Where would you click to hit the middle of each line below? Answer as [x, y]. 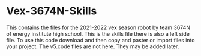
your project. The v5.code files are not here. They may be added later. [93, 46]
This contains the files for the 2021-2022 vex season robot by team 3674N [98, 27]
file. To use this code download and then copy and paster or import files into [100, 40]
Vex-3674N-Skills [52, 11]
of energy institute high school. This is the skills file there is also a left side [98, 33]
